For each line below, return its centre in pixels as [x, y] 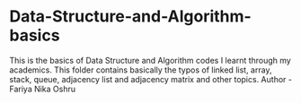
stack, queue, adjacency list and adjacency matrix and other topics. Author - [150, 79]
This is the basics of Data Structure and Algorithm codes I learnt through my [150, 60]
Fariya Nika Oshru [43, 89]
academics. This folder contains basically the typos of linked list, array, [141, 70]
